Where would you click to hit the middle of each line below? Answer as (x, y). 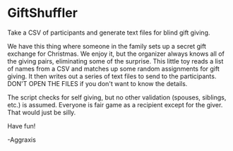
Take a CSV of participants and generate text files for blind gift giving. (109, 32)
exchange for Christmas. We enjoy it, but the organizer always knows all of (116, 54)
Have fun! (22, 126)
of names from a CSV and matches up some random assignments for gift (114, 68)
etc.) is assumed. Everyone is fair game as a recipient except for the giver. (115, 104)
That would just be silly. (42, 112)
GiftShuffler (42, 13)
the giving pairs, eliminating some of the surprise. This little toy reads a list (115, 61)
